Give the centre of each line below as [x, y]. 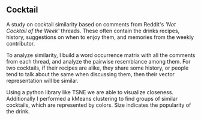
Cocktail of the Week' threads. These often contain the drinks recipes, [93, 31]
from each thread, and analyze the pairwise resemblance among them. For [98, 61]
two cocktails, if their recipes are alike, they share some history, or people [97, 68]
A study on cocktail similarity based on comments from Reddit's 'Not [91, 24]
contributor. [21, 43]
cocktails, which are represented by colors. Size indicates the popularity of [99, 105]
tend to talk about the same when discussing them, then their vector [91, 74]
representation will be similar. [43, 80]
